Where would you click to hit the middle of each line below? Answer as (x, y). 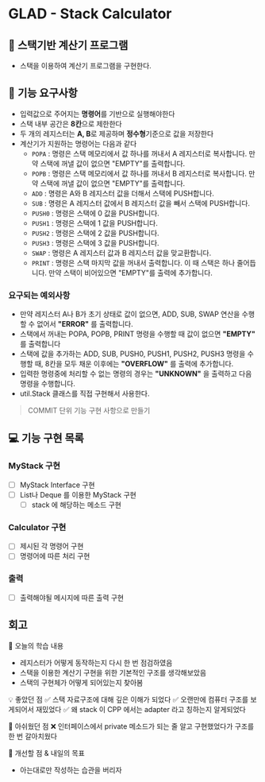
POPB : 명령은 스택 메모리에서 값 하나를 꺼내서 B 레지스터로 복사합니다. (139, 173)
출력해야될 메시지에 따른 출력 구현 (72, 598)
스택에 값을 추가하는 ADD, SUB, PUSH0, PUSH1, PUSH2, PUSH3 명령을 (132, 354)
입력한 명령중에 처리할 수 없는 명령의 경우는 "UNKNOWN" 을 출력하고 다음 (136, 374)
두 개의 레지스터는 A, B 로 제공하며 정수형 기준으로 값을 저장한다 (117, 134)
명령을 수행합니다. (47, 384)
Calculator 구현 (37, 527)
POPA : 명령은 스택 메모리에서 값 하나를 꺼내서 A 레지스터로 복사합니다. (139, 153)
